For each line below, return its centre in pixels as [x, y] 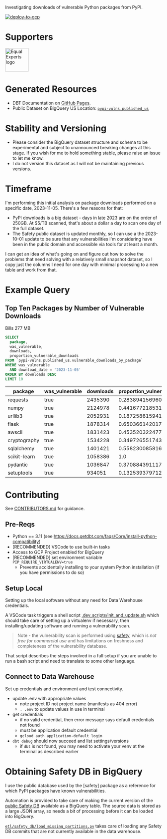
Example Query [38, 290]
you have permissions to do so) [52, 572]
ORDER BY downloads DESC [31, 374]
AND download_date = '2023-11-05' [45, 370]
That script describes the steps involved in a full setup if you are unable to [81, 656]
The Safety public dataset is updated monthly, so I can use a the [78, 234]
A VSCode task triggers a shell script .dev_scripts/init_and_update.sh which [82, 615]
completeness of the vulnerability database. [62, 646]
